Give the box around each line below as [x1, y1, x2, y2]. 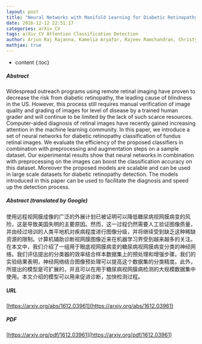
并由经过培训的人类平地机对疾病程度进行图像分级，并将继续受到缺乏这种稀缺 [6, 228, 196, 235]
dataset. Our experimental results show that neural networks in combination [6, 151, 194, 158]
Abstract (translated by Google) [6, 197, 88, 204]
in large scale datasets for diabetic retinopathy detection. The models [6, 170, 179, 178]
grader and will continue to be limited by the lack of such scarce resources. [6, 113, 193, 120]
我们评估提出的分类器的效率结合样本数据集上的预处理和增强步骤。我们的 [16, 250, 196, 258]
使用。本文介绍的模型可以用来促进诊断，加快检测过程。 [6, 273, 143, 280]
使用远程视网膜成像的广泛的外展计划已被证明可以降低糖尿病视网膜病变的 [6, 213, 185, 220]
